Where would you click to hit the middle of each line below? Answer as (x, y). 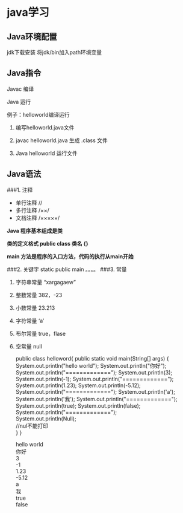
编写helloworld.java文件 (45, 127)
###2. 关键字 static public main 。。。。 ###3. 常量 (67, 269)
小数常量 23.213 (35, 308)
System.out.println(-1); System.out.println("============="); (95, 379)
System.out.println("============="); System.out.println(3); (94, 372)
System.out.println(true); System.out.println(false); (78, 405)
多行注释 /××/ (33, 210)
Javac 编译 (20, 89)
